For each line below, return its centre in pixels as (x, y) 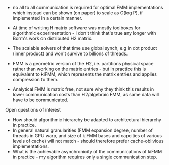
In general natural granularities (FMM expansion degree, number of (82, 130)
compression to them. (35, 79)
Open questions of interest (33, 110)
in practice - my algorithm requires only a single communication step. (85, 157)
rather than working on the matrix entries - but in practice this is (79, 69)
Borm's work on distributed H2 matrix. (52, 38)
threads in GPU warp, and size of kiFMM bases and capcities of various (87, 135)
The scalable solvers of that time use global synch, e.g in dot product (85, 48)
